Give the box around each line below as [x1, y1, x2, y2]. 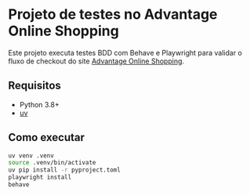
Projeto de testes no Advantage [8, 5, 218, 23]
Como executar [8, 131, 85, 144]
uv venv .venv [8, 151, 55, 160]
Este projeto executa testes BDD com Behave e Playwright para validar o [8, 48, 243, 57]
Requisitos [8, 79, 61, 92]
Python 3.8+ [19, 99, 60, 109]
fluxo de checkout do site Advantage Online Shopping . [8, 56, 185, 66]
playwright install [8, 174, 72, 182]
